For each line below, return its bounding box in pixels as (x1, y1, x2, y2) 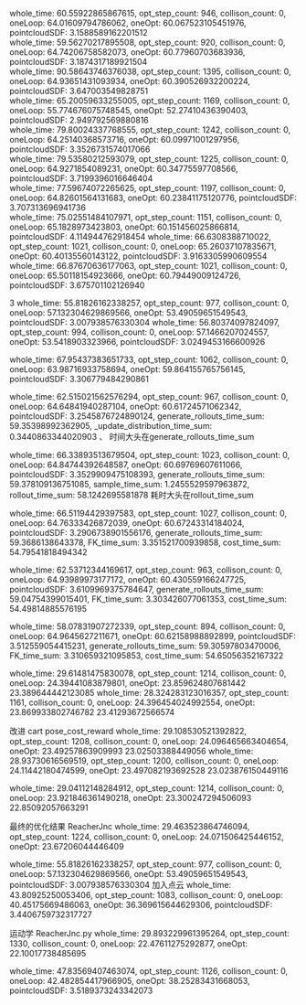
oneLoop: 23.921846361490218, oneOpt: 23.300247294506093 (9, 793, 252, 803)
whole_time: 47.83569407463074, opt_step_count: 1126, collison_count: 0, (9, 966, 289, 977)
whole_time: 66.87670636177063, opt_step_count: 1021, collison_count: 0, (9, 261, 288, 271)
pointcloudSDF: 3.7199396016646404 (9, 173, 153, 184)
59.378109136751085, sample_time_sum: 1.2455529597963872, (9, 479, 250, 489)
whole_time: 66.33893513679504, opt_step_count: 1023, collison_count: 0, (9, 450, 290, 460)
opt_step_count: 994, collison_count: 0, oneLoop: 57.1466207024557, (9, 326, 269, 337)
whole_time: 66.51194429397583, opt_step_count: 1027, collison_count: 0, (9, 508, 288, 519)
